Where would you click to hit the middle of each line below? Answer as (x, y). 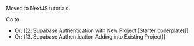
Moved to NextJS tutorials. (38, 8)
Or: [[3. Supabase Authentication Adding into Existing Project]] (90, 37)
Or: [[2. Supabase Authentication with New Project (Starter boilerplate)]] (101, 30)
